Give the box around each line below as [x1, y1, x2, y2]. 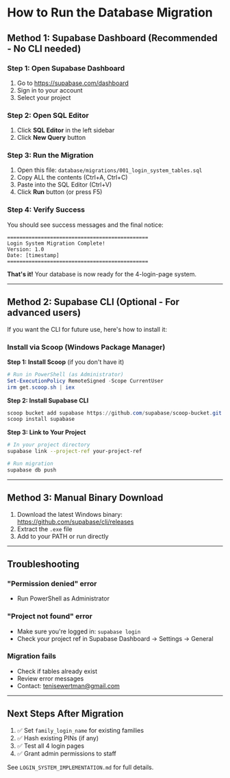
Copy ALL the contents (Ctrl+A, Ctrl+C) [16, 173, 128, 182]
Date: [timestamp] [7, 252, 60, 258]
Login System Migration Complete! [7, 240, 106, 247]
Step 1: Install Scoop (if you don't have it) [7, 358, 125, 366]
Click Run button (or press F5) [16, 188, 103, 196]
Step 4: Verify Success [7, 205, 86, 215]
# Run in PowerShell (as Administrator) [7, 371, 125, 378]
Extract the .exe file [16, 524, 73, 533]
